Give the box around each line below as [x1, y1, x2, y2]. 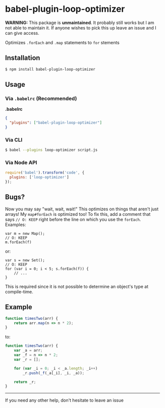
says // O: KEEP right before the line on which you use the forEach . [5, 216, 141, 222]
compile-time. [5, 288, 33, 295]
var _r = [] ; [14, 357, 41, 362]
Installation [5, 54, 40, 62]
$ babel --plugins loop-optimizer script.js [5, 148, 98, 153]
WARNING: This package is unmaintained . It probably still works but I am [5, 20, 155, 25]
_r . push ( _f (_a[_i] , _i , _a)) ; [23, 370, 84, 376]
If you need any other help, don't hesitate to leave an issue [5, 397, 124, 403]
